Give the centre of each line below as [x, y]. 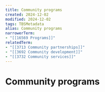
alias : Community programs [34, 29]
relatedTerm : [19, 43]
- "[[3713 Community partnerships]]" [45, 47]
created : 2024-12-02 [27, 15]
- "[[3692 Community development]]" [44, 52]
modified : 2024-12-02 [28, 19]
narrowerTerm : [20, 33]
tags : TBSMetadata [25, 24]
